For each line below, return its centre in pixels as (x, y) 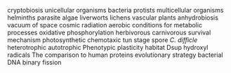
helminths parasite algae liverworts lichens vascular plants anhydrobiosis (113, 18)
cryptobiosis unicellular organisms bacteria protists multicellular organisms (115, 10)
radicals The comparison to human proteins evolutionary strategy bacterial (115, 55)
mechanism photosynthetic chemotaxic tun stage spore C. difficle (103, 40)
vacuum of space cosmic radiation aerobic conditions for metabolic (105, 25)
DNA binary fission (34, 62)
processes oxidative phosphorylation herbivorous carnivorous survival (109, 32)
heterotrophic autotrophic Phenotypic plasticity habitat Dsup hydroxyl (108, 47)
